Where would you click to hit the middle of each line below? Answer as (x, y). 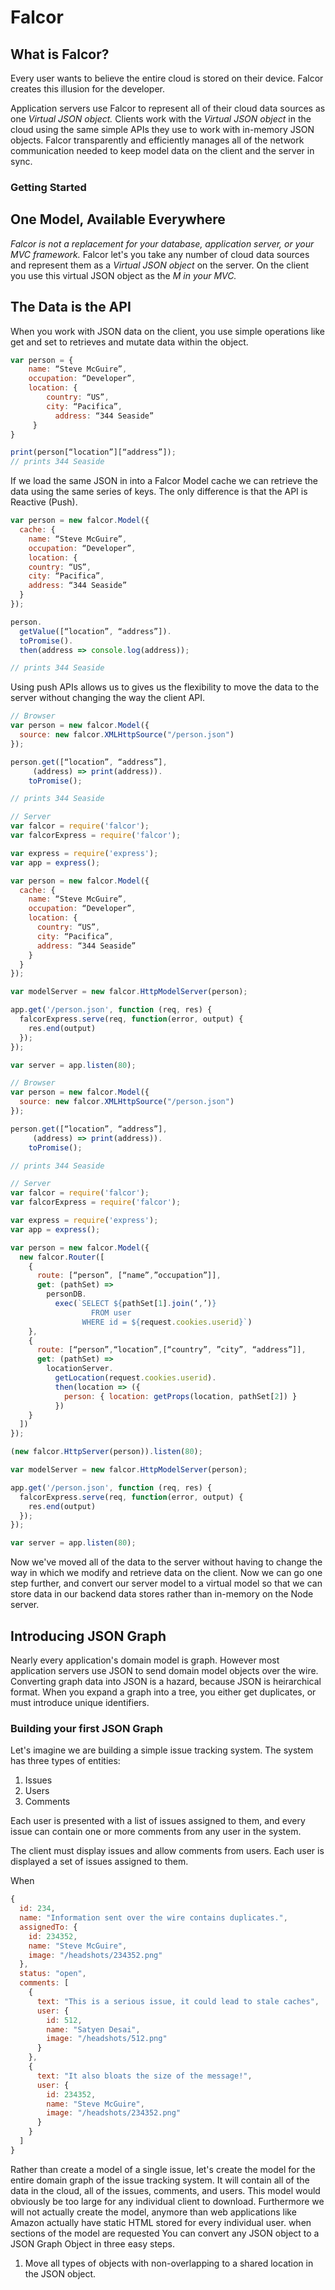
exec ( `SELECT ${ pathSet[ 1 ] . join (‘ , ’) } (135, 1304)
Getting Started (48, 187)
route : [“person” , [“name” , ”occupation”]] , (129, 1276)
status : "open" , (53, 1974)
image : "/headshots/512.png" (107, 2039)
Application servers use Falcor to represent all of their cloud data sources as (168, 108)
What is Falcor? (60, 54)
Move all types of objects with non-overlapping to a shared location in (169, 2263)
